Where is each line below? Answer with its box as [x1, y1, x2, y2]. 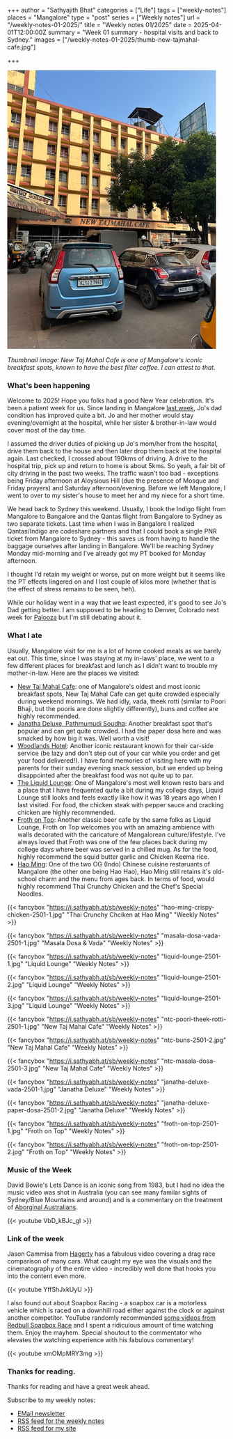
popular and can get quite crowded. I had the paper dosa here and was [17, 726, 221, 735]
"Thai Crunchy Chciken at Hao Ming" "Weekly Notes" [65, 910, 220, 919]
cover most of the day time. [7, 426, 86, 435]
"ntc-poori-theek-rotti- [161, 1015, 227, 1023]
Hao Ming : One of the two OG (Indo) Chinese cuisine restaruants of [17, 859, 211, 868]
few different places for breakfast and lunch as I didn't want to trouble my [7, 661, 218, 669]
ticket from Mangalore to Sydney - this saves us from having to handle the [7, 534, 220, 543]
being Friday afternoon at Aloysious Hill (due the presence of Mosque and [7, 476, 219, 485]
